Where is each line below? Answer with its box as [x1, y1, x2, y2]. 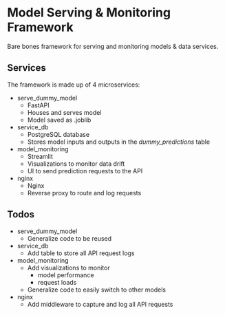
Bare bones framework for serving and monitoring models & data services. [7, 42, 219, 50]
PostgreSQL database [27, 130, 90, 138]
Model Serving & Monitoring [7, 5, 171, 21]
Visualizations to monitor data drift [27, 160, 125, 168]
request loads [37, 278, 77, 286]
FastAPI [27, 101, 50, 109]
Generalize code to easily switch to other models [27, 285, 167, 294]
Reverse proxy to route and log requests [27, 188, 142, 197]
